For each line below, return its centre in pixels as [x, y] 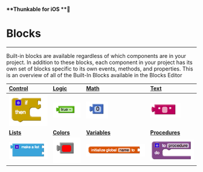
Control [18, 89]
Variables [98, 133]
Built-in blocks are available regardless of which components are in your [96, 56]
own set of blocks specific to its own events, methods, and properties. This [100, 68]
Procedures [165, 133]
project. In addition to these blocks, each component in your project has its [99, 62]
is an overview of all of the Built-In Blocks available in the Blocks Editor [94, 75]
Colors [62, 133]
